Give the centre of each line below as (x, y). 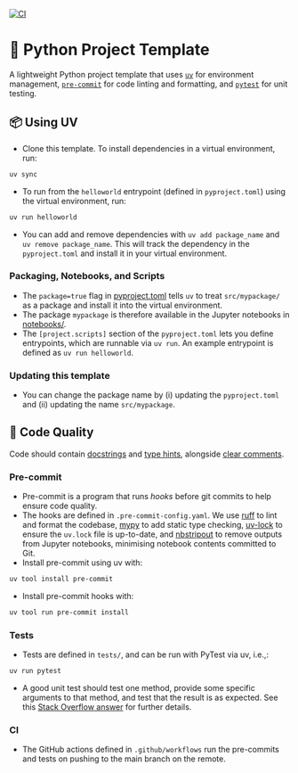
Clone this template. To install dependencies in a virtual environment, (149, 148)
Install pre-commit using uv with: (82, 563)
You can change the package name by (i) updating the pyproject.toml (151, 395)
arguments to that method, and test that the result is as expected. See (150, 698)
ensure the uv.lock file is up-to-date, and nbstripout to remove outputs (152, 534)
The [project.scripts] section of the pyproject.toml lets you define (148, 333)
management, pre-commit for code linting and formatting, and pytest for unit (149, 84)
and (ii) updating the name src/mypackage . (98, 405)
